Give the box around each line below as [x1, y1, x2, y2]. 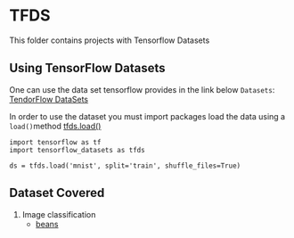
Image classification [21, 209, 96, 219]
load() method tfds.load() [9, 120, 102, 131]
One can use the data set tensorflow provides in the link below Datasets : [9, 84, 275, 94]
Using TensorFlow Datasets [9, 61, 166, 76]
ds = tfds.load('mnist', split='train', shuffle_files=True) [9, 161, 241, 170]
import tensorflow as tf [9, 137, 102, 147]
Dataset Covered [9, 185, 105, 201]
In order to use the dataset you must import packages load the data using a [9, 111, 286, 121]
